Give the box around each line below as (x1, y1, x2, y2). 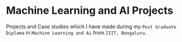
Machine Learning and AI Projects (6, 4, 173, 17)
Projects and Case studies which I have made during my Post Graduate (6, 23, 177, 30)
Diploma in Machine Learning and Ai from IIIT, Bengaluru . (6, 29, 147, 36)
